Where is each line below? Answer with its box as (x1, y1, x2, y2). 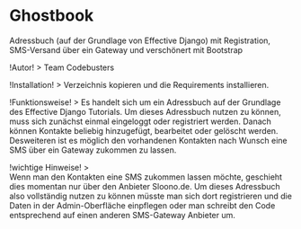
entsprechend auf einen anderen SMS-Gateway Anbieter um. (9, 209, 236, 220)
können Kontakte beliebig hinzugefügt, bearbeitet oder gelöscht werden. (9, 125, 279, 136)
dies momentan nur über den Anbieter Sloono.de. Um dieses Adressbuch (9, 181, 280, 191)
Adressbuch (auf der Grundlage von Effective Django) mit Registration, (9, 35, 271, 46)
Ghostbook (9, 5, 94, 26)
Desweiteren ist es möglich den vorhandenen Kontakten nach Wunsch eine (9, 135, 288, 145)
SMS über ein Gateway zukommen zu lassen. (9, 145, 177, 155)
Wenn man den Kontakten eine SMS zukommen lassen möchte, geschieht (9, 172, 283, 182)
